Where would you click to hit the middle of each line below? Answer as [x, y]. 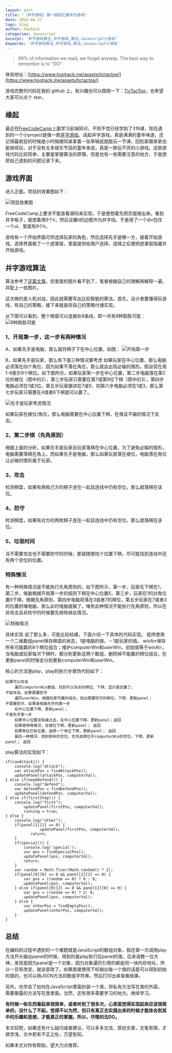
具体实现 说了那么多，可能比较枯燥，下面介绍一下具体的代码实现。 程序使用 [85, 634]
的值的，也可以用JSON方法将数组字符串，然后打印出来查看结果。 [74, 975]
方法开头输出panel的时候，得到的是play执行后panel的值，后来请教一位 [80, 956]
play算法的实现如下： [28, 752]
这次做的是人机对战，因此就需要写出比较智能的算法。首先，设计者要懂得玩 [84, 299]
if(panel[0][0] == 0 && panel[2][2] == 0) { [63, 874]
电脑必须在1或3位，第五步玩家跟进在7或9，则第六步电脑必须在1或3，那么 [82, 386]
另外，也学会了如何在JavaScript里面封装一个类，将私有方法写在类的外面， [84, 987]
